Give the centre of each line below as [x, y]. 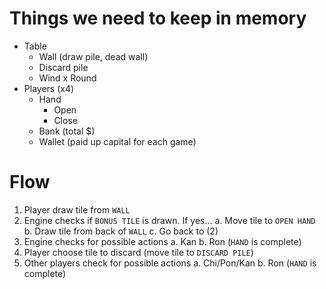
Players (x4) [49, 88]
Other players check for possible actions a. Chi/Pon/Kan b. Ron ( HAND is [170, 263]
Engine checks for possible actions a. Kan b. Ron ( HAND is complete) [162, 241]
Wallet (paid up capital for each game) [117, 141]
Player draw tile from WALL [77, 209]
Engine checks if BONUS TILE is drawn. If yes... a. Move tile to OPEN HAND [169, 220]
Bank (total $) [67, 131]
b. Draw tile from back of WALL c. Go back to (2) [121, 231]
